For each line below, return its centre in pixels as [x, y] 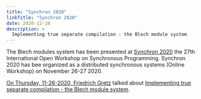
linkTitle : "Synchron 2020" [42, 18]
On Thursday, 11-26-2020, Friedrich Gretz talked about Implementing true [99, 83]
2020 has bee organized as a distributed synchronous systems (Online [96, 65]
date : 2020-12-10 [28, 23]
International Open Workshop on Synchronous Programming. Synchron [96, 58]
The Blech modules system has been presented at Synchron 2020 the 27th [101, 52]
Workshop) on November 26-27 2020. [54, 71]
